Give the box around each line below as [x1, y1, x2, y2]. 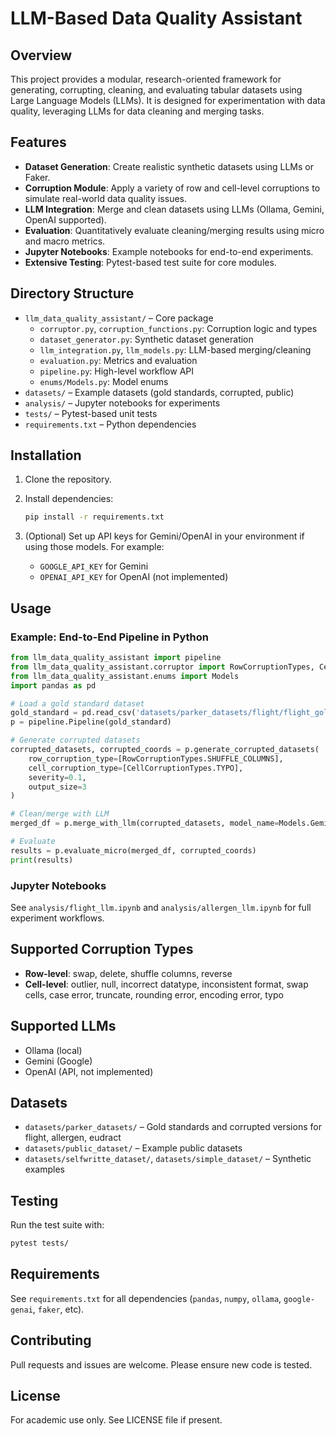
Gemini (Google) [24, 1055, 93, 1067]
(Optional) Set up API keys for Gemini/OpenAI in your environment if [24, 530, 305, 542]
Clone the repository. [24, 473, 112, 486]
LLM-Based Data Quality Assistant [10, 7, 303, 30]
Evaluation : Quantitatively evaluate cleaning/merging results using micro [24, 224, 325, 236]
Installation [10, 447, 82, 464]
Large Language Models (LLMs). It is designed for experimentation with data [10, 95, 326, 106]
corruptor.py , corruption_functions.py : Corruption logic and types [39, 322, 318, 334]
